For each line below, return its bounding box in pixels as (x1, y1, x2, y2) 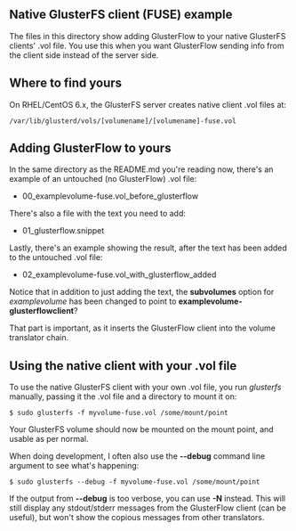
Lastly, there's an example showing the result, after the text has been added (9, 242, 287, 253)
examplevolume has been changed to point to (9, 296, 177, 306)
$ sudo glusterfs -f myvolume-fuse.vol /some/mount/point (9, 409, 228, 418)
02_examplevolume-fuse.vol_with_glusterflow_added (21, 269, 217, 280)
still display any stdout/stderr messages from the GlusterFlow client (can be (9, 502, 286, 513)
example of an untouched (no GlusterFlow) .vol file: (9, 174, 197, 184)
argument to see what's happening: (9, 461, 140, 471)
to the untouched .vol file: (9, 252, 103, 263)
